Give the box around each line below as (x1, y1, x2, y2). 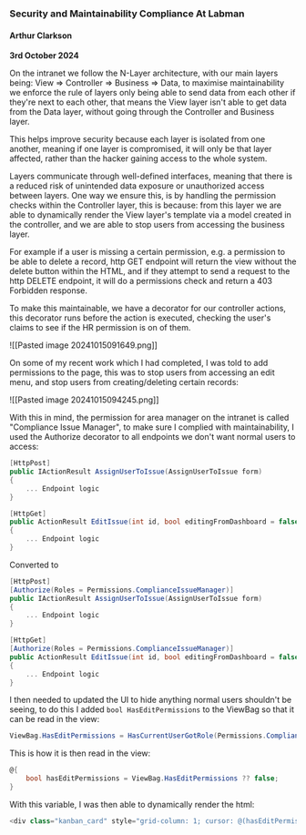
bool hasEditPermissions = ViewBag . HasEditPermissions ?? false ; (25, 774, 280, 783)
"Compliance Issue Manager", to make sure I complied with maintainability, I (9, 422, 294, 433)
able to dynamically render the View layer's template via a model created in (9, 209, 291, 220)
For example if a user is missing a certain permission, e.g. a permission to (9, 247, 285, 258)
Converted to (9, 559, 59, 570)
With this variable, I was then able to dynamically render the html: (9, 799, 255, 810)
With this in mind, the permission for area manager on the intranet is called (9, 412, 290, 423)
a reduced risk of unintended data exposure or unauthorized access (9, 180, 265, 191)
